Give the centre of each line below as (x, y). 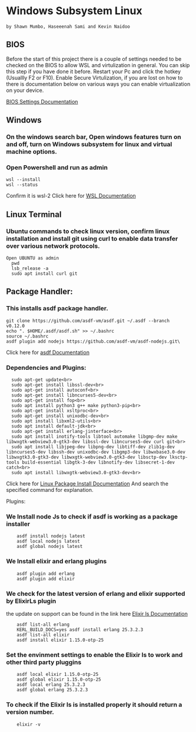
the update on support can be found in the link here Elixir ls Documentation (97, 613)
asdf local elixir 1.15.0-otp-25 (58, 674)
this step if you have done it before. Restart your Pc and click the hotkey (94, 71)
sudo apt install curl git (44, 274)
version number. (30, 712)
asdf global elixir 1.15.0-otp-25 (59, 680)
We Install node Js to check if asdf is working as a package (92, 516)
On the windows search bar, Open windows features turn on (94, 137)
